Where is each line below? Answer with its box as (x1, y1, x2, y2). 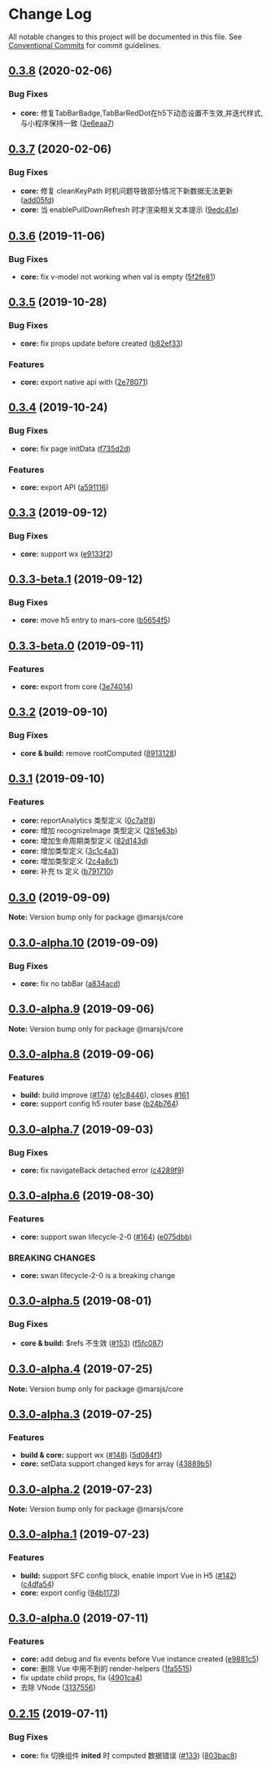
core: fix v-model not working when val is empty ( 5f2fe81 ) (20, 272, 216, 282)
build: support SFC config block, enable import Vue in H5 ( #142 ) (20, 1570, 238, 1580)
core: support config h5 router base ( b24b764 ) (20, 1099, 179, 1109)
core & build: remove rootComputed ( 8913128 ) (20, 748, 177, 757)
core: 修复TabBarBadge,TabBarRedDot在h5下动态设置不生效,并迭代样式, (20, 107, 264, 118)
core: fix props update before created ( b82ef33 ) (20, 338, 183, 348)
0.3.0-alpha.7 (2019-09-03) (8, 1122, 154, 1136)
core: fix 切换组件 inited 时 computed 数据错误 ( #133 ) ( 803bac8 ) (20, 1751, 238, 1761)
